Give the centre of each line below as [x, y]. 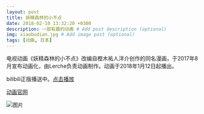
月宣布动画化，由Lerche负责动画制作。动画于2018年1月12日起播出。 [92, 66]
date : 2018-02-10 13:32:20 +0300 [49, 23]
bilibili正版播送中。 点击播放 [40, 79]
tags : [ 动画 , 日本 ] [29, 40]
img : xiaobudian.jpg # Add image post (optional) [71, 35]
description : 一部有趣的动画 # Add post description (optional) [86, 29]
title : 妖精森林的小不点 [34, 18]
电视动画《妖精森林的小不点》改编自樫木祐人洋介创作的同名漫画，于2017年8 [102, 58]
